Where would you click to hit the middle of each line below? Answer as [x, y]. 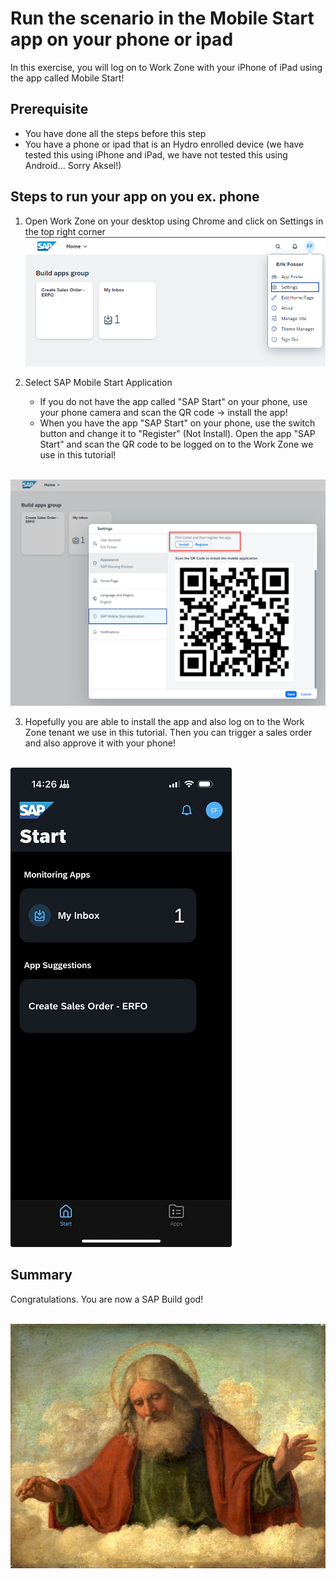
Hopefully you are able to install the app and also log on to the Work [164, 722]
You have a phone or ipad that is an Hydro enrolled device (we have [164, 144]
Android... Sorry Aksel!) [73, 165]
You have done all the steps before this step [115, 133]
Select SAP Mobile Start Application [98, 382]
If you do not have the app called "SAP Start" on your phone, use [173, 401]
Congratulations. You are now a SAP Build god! [107, 1299]
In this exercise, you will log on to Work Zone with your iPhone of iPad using [166, 67]
